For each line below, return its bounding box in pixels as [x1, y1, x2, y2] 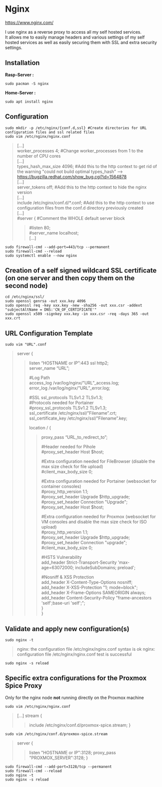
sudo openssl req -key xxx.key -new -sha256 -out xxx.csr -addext [5, 303, 143, 308]
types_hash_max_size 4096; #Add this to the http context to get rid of [17, 163, 157, 169]
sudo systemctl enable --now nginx [5, 253, 77, 258]
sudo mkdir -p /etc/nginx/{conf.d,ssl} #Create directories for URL [5, 126, 147, 130]
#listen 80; [29, 225, 51, 231]
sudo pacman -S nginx [5, 81, 49, 86]
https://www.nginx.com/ [5, 20, 54, 25]
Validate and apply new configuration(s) [5, 624, 130, 633]
